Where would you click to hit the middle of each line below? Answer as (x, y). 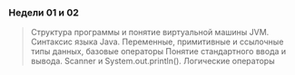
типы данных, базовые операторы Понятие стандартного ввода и (158, 52)
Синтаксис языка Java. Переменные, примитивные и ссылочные (157, 42)
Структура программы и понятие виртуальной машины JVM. (150, 33)
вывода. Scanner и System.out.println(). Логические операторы (152, 61)
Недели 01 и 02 (44, 13)
